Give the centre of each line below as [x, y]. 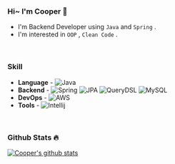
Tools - [29, 105]
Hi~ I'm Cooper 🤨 [37, 11]
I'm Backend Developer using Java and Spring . [87, 27]
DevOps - [32, 97]
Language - [35, 82]
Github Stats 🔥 [33, 137]
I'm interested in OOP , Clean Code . [67, 34]
